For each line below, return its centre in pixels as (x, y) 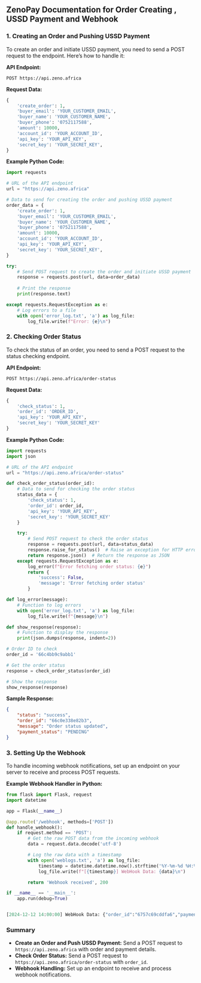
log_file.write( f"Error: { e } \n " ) (69, 321)
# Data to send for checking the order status (76, 489)
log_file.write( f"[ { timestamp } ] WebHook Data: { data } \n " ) (112, 871)
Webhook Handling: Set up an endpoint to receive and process (93, 969)
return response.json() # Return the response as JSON (99, 555)
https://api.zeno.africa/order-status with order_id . (81, 962)
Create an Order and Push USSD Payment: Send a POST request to (98, 943)
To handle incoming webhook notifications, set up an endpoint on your (93, 766)
